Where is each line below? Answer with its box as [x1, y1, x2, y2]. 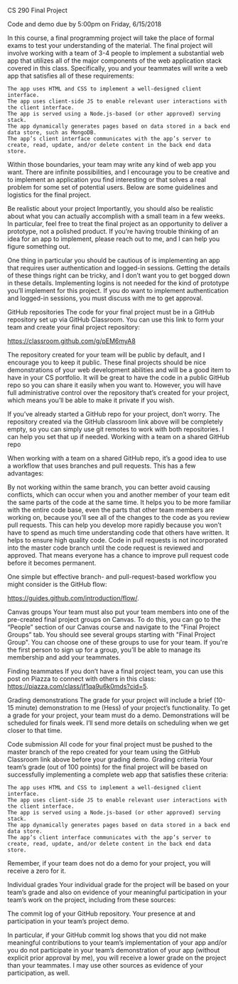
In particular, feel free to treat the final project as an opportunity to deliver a [7, 220, 228, 227]
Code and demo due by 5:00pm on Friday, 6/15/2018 [7, 20, 162, 28]
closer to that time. [7, 727, 63, 734]
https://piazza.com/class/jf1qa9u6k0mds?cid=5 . [7, 682, 148, 690]
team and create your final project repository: [7, 323, 140, 331]
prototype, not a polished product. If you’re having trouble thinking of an [7, 227, 219, 235]
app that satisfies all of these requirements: [7, 71, 134, 80]
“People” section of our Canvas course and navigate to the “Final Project [7, 623, 220, 631]
